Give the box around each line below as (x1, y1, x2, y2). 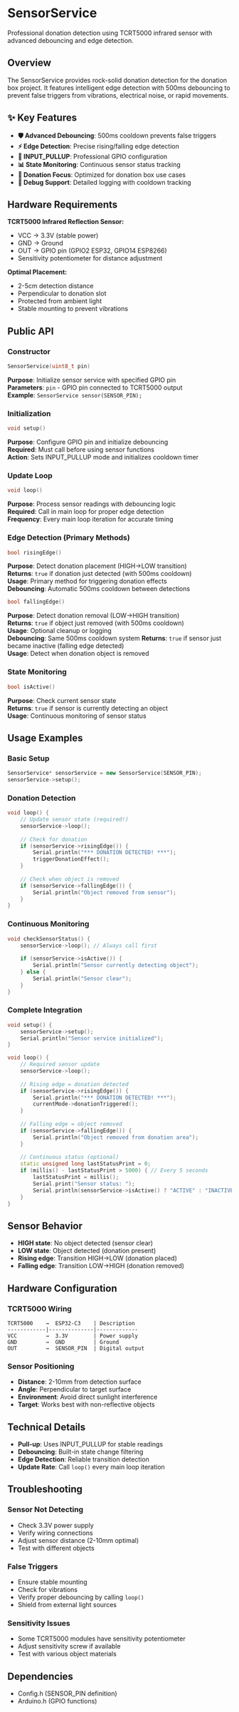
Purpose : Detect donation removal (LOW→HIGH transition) (7, 612, 180, 620)
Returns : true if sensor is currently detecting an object (7, 704, 169, 712)
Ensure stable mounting (17, 1578, 87, 1586)
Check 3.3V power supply (17, 1521, 94, 1529)
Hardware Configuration (7, 1282, 117, 1295)
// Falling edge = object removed (20, 1120, 122, 1128)
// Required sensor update (20, 1061, 100, 1068)
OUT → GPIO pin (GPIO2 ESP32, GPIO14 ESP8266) (17, 246, 167, 255)
